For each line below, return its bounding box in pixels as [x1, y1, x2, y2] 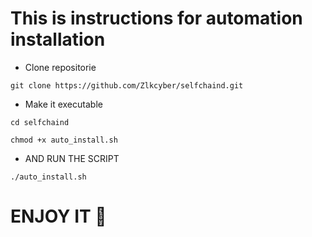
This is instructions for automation [10, 7, 303, 30]
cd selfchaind [10, 117, 70, 127]
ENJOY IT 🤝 [10, 205, 107, 228]
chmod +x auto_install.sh [10, 135, 118, 145]
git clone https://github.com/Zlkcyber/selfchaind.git [10, 80, 244, 91]
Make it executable [24, 98, 103, 110]
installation [10, 28, 106, 51]
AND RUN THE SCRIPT [24, 152, 120, 164]
